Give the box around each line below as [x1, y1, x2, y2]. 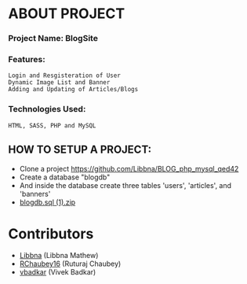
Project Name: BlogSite [8, 33, 98, 44]
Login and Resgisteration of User [8, 72, 122, 79]
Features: [8, 54, 45, 65]
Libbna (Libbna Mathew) [19, 251, 99, 260]
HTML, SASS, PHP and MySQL [8, 121, 96, 130]
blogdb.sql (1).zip [19, 197, 76, 207]
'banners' [19, 189, 51, 198]
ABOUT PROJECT [8, 5, 125, 23]
